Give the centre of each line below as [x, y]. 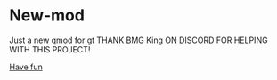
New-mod [47, 16]
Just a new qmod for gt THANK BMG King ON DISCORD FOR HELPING [139, 40]
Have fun [26, 67]
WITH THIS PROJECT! [50, 49]
